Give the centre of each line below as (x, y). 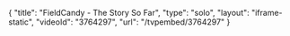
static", (22, 22)
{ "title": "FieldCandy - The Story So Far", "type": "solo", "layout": (129, 13)
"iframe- (267, 13)
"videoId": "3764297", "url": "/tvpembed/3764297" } (133, 22)
